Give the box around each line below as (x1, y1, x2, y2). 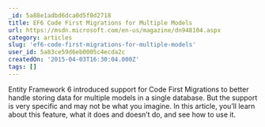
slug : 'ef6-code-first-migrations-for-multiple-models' (8, 41, 196, 49)
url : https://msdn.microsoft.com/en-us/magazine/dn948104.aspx (8, 26, 221, 34)
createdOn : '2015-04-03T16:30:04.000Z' (8, 56, 140, 64)
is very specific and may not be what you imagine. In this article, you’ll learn (8, 101, 256, 110)
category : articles (8, 33, 73, 42)
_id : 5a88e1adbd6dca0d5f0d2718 (8, 11, 112, 20)
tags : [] (8, 63, 37, 71)
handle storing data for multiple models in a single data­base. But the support (8, 92, 258, 103)
